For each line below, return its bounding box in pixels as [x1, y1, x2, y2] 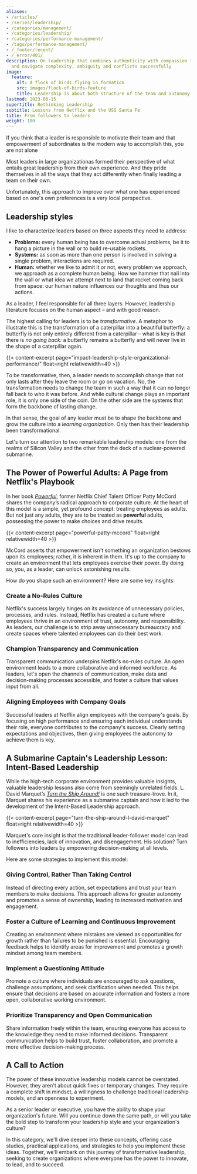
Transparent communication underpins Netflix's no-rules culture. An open [6, 658, 185, 665]
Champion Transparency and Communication [6, 644, 139, 653]
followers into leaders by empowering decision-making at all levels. [6, 844, 169, 852]
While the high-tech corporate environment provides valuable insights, [6, 778, 177, 785]
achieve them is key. [6, 736, 56, 743]
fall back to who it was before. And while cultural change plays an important [6, 390, 189, 397]
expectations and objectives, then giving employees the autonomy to [6, 730, 173, 737]
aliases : [6, 8, 28, 15]
